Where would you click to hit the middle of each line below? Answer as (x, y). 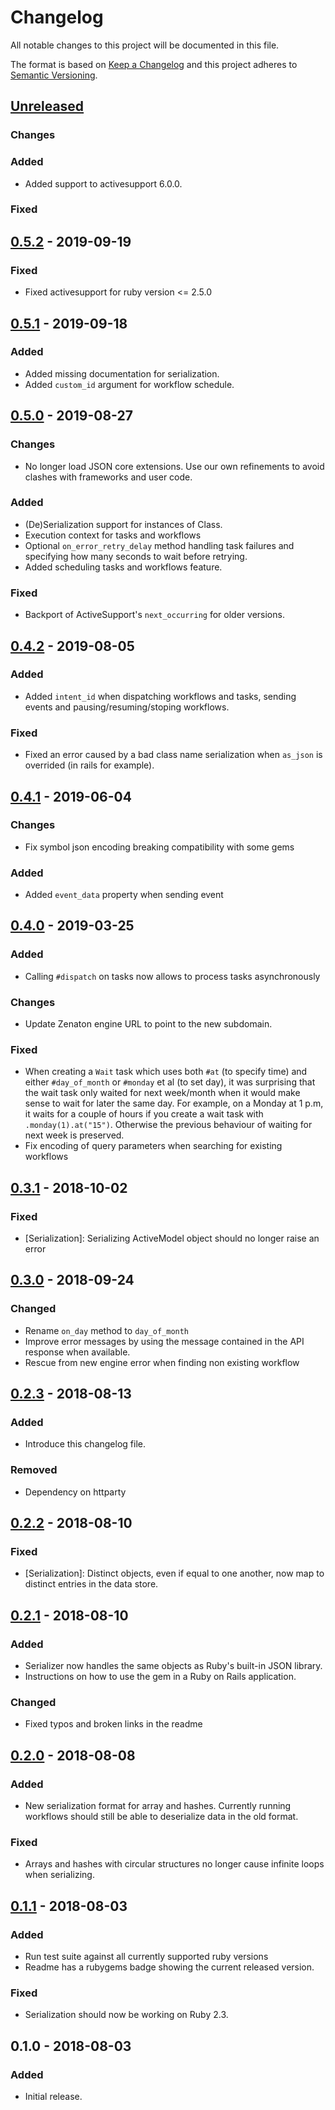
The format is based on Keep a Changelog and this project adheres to (154, 64)
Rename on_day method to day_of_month (107, 1330)
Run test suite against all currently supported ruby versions (146, 1957)
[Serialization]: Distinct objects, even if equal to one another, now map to (174, 1573)
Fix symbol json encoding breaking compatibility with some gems (159, 847)
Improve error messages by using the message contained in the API (164, 1341)
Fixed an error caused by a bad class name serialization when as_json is (173, 755)
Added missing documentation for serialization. (122, 373)
